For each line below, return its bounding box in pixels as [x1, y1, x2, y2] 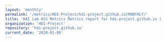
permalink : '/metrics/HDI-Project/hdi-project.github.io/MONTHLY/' [5, 12, 149, 17]
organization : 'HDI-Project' [5, 21, 66, 26]
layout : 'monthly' [5, 7, 43, 12]
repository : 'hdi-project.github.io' [5, 26, 84, 31]
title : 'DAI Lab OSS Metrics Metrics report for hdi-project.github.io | [5, 16, 162, 21]
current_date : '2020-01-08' [5, 30, 64, 35]
